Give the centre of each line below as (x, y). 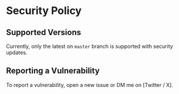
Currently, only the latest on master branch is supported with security (89, 46)
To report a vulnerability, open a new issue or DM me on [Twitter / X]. (89, 85)
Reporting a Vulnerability (53, 71)
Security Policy (44, 11)
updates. (17, 53)
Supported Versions (43, 32)
